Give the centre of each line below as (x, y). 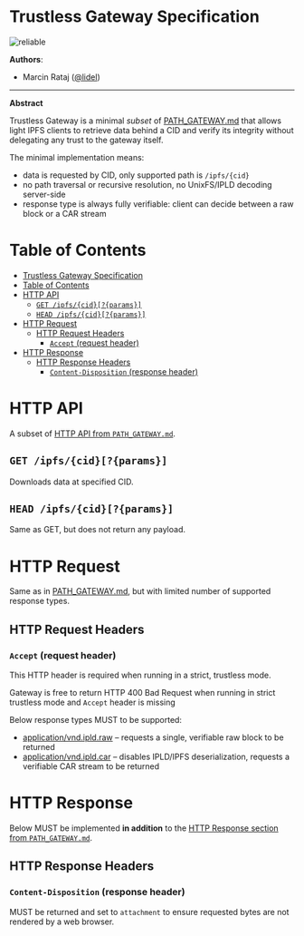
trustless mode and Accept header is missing (93, 702)
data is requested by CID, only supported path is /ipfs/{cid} (136, 175)
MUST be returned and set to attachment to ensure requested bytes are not (149, 912)
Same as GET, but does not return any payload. (97, 530)
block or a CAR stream (64, 213)
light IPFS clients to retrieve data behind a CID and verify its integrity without (152, 130)
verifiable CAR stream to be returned (91, 766)
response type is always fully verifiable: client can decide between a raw (158, 204)
